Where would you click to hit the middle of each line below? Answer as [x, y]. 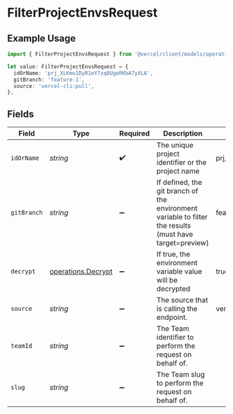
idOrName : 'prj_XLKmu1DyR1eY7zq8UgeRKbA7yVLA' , [84, 73]
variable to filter [182, 217]
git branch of [178, 191]
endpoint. [172, 318]
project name [178, 171]
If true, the [173, 254]
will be [167, 280]
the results [174, 226]
